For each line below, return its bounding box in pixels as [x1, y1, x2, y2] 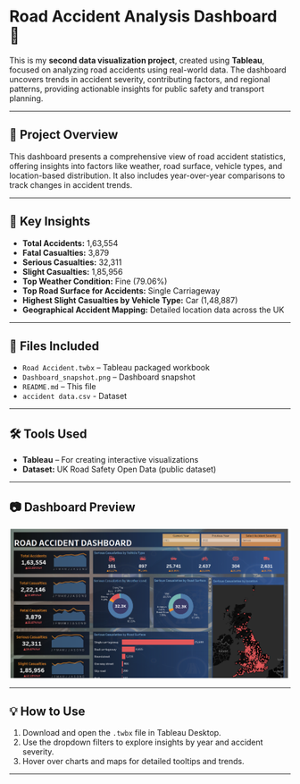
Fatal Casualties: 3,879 [21, 247, 110, 258]
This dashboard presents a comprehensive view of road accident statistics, [9, 150, 286, 162]
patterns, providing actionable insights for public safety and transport [9, 83, 265, 94]
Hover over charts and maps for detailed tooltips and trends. [21, 756, 245, 767]
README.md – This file [21, 381, 96, 392]
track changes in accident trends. [9, 179, 133, 190]
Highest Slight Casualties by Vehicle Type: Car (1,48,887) [21, 294, 238, 305]
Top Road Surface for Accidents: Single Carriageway [21, 285, 221, 296]
